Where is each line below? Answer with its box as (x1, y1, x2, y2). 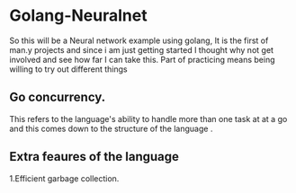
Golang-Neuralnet (9, 5, 148, 26)
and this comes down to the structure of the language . (9, 123, 213, 134)
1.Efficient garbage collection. (9, 172, 120, 184)
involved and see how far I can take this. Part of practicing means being (9, 54, 275, 65)
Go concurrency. (9, 90, 106, 105)
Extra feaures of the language (9, 149, 180, 164)
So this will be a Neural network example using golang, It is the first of (9, 35, 269, 46)
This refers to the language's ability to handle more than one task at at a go (9, 113, 288, 124)
